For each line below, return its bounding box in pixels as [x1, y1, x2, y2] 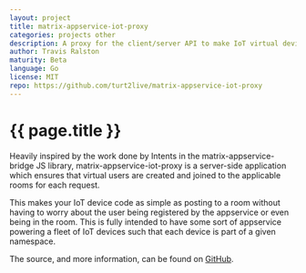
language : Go [9, 65, 59, 74]
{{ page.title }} [9, 120, 122, 141]
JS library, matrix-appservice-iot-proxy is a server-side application [36, 160, 287, 171]
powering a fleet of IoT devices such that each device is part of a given [9, 226, 276, 237]
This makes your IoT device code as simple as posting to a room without [9, 197, 280, 207]
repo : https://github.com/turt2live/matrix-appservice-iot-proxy [9, 81, 262, 90]
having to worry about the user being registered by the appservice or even [9, 207, 290, 217]
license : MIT [9, 73, 59, 82]
